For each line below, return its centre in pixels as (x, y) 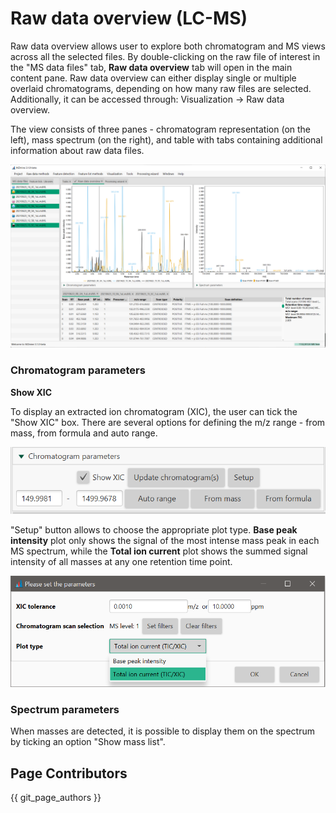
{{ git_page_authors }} (56, 798)
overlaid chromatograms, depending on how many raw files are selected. (161, 88)
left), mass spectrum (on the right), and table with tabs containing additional (166, 139)
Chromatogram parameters (78, 370)
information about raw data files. (77, 150)
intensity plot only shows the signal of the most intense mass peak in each (165, 541)
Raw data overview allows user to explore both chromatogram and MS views (168, 46)
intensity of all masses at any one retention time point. (121, 562)
